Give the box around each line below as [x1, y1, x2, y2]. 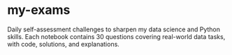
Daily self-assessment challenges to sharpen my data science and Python [7, 25, 220, 33]
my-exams [7, 2, 71, 18]
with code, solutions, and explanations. [7, 40, 120, 48]
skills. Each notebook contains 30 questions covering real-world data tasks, [7, 32, 226, 40]
